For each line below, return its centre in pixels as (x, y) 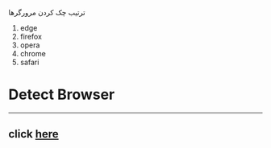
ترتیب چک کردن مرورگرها (47, 12)
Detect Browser (62, 95)
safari (29, 62)
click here (33, 134)
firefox (31, 37)
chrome (33, 53)
